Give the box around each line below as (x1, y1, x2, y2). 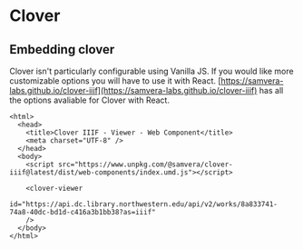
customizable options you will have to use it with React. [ (9, 75, 221, 86)
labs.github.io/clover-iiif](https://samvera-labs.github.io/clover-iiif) (9, 85, 258, 95)
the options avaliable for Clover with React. (9, 95, 171, 105)
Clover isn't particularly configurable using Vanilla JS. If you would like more (9, 65, 294, 76)
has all (259, 85, 284, 95)
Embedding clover (9, 42, 115, 57)
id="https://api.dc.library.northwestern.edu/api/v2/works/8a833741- (9, 200, 279, 209)
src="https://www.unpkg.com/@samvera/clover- (57, 160, 233, 169)
